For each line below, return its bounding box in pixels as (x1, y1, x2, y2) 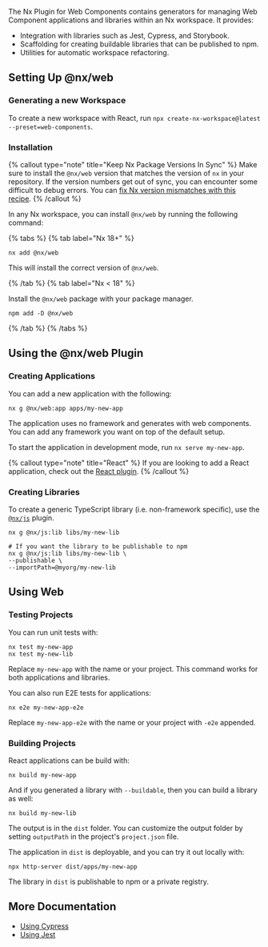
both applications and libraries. (8, 672, 110, 682)
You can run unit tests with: (8, 628, 98, 637)
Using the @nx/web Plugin (8, 347, 144, 360)
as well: (8, 793, 34, 803)
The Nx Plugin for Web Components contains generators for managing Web (8, 7, 258, 16)
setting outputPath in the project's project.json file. (8, 832, 179, 841)
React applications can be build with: (8, 756, 130, 765)
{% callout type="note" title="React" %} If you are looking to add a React (8, 458, 250, 467)
